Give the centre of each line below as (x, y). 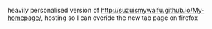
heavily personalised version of (54, 10)
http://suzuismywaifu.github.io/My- (153, 10)
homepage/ (24, 18)
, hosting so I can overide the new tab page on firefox (119, 18)
